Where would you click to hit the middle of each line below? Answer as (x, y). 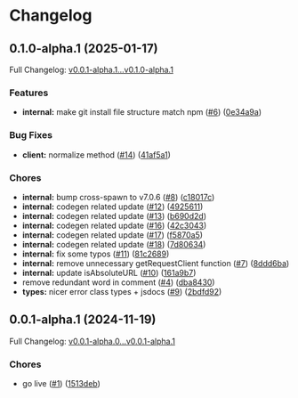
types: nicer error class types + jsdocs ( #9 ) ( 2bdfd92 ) (122, 291)
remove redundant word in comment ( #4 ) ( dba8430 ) (118, 282)
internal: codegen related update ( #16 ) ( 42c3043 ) (114, 225)
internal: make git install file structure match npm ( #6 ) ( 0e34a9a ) (142, 112)
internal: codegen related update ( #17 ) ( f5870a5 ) (112, 235)
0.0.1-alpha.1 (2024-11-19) (83, 320)
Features (29, 93)
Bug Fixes (31, 135)
